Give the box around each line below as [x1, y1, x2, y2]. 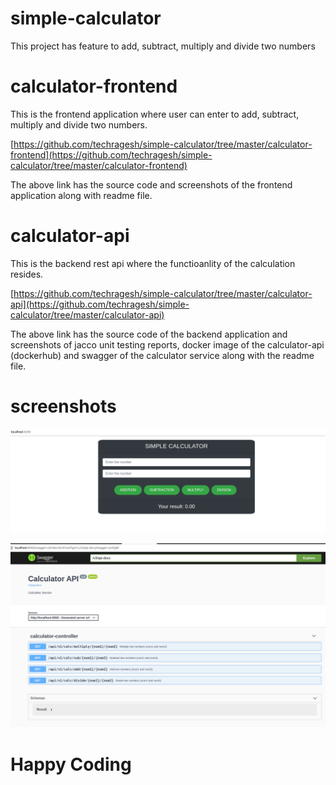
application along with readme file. [10, 189, 153, 201]
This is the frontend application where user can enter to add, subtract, [10, 108, 300, 120]
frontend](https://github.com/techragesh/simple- [10, 148, 213, 161]
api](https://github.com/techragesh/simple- [10, 298, 190, 310]
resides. [10, 268, 44, 280]
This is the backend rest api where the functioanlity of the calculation [10, 257, 296, 269]
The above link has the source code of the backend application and [10, 328, 288, 340]
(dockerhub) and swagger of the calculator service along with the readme [10, 349, 315, 361]
